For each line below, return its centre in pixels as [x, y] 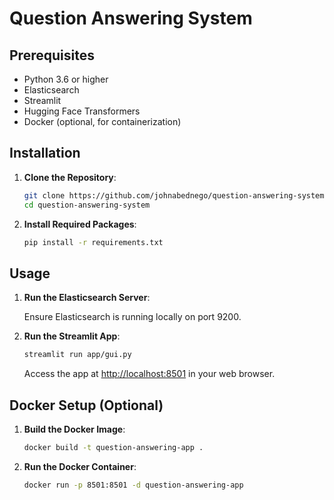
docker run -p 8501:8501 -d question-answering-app [133, 485]
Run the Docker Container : [80, 466]
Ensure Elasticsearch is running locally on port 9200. [132, 317]
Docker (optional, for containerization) [102, 121]
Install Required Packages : [80, 224]
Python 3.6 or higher [66, 79]
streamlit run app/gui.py [77, 355]
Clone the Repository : [70, 177]
